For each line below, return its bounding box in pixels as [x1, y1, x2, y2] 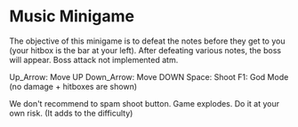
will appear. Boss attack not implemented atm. [9, 54, 179, 65]
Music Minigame [9, 6, 135, 27]
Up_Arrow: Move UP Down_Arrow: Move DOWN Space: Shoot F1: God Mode [9, 71, 289, 82]
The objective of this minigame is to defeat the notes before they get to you [9, 36, 286, 46]
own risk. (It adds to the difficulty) [9, 107, 133, 118]
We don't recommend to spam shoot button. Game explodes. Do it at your [9, 98, 280, 108]
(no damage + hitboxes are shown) [9, 81, 138, 91]
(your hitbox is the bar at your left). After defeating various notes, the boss [9, 44, 282, 55]
